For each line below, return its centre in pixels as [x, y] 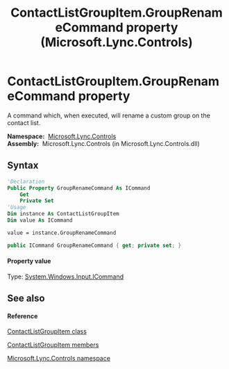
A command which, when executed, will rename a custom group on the [109, 115]
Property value [29, 261]
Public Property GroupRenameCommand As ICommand [79, 188]
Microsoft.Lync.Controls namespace [59, 359]
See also [26, 298]
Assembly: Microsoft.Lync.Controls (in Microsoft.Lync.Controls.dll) [103, 143]
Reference [23, 316]
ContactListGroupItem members [53, 345]
